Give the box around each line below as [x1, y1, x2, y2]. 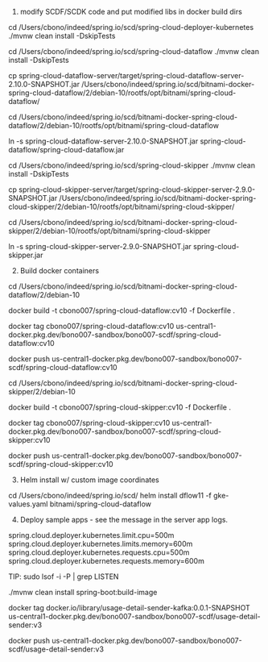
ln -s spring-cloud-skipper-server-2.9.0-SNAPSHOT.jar [8, 242, 192, 251]
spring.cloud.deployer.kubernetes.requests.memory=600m [8, 556, 205, 565]
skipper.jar [8, 250, 43, 260]
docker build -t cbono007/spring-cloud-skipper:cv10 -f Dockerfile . [8, 402, 232, 412]
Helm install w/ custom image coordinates [19, 475, 159, 485]
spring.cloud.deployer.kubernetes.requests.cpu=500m [8, 548, 190, 557]
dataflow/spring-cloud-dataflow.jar [8, 145, 125, 154]
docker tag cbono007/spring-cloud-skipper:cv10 [8, 418, 171, 427]
